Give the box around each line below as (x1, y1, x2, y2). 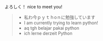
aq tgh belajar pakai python (24, 25, 79, 31)
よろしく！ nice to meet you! (4, 4, 62, 9)
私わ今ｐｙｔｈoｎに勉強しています (24, 14, 96, 20)
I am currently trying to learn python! (24, 20, 99, 26)
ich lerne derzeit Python (24, 31, 73, 36)
